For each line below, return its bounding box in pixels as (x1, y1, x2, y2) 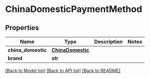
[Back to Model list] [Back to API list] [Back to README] (5, 67, 121, 73)
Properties (5, 23, 39, 32)
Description (94, 38, 123, 45)
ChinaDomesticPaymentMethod (5, 3, 142, 15)
